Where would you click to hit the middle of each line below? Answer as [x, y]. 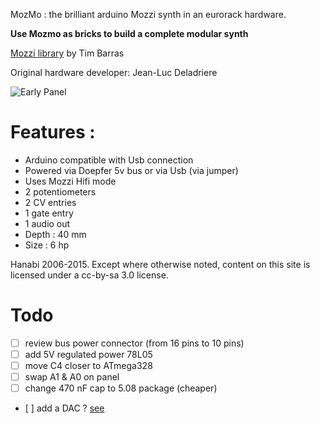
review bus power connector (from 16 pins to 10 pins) [134, 343]
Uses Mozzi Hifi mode [70, 181]
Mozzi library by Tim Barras [67, 53]
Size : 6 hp [47, 245]
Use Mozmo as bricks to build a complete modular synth [129, 33]
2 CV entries [50, 202]
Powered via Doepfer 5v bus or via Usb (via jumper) [131, 170]
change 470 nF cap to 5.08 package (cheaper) [121, 388]
